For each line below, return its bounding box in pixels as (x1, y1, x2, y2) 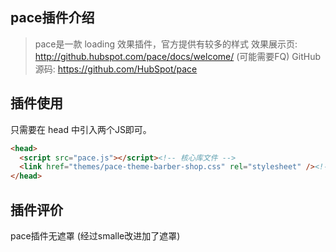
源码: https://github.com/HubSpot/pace (34, 63, 198, 75)
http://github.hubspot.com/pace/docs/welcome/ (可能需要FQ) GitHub (34, 50, 321, 62)
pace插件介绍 (10, 9, 95, 27)
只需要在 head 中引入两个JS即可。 (10, 123, 152, 135)
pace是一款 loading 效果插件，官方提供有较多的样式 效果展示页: (34, 38, 298, 50)
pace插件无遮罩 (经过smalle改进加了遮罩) (10, 229, 181, 242)
